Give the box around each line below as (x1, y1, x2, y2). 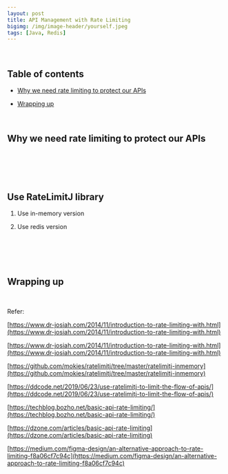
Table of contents (7, 68, 84, 80)
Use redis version (17, 223, 68, 231)
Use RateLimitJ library (7, 191, 105, 203)
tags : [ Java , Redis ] (7, 29, 67, 36)
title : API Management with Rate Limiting (7, 17, 131, 23)
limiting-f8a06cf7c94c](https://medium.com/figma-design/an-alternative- (7, 452, 217, 460)
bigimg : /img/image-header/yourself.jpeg (7, 23, 128, 30)
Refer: (7, 308, 25, 316)
